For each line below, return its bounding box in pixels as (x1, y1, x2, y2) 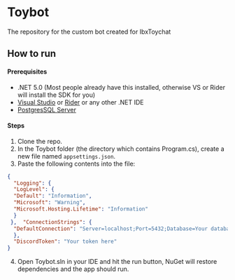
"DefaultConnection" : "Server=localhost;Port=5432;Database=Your (13, 225, 208, 232)
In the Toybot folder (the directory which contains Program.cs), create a (17, 145, 225, 153)
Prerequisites (7, 67, 48, 76)
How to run (7, 48, 57, 60)
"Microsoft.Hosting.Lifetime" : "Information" (13, 206, 149, 213)
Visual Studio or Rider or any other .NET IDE (17, 98, 145, 106)
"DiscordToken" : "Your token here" (13, 238, 117, 246)
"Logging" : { (13, 180, 52, 187)
